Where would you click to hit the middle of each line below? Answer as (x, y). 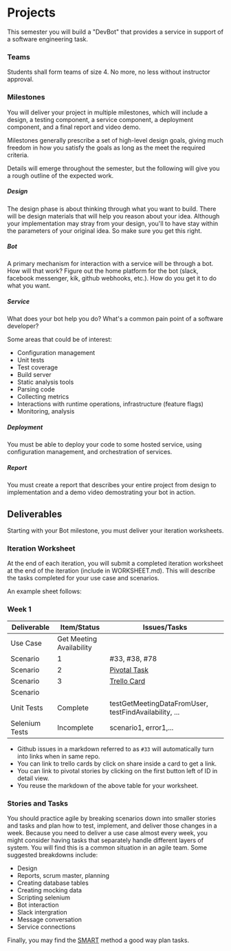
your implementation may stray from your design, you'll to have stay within (113, 223)
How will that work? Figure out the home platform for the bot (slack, (103, 271)
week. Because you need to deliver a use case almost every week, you (108, 833)
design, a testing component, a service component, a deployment (100, 119)
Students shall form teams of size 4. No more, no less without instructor (109, 72)
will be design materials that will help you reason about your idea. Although (113, 216)
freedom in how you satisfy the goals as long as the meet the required (106, 147)
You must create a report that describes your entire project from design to (112, 485)
